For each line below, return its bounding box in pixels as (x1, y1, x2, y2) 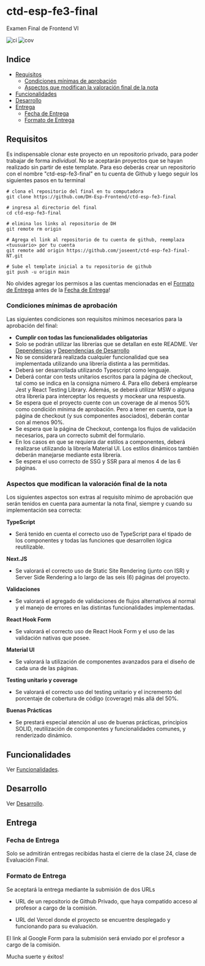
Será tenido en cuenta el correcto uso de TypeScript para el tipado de (15, 530, 192, 538)
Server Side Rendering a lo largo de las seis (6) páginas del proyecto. (15, 574, 190, 581)
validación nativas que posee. (15, 634, 91, 642)
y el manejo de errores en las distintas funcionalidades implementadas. (15, 604, 195, 611)
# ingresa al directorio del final (6, 204, 97, 211)
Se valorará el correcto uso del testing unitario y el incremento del (15, 689, 182, 696)
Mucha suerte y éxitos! (6, 952, 64, 960)
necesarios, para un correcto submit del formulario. (15, 431, 146, 439)
